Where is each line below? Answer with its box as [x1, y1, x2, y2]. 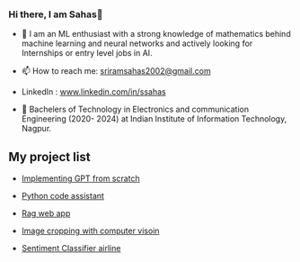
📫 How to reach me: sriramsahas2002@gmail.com [21, 66, 212, 77]
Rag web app [21, 208, 71, 219]
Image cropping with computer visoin [21, 225, 160, 237]
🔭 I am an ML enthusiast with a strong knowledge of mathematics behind [21, 29, 291, 40]
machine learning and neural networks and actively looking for [21, 38, 253, 49]
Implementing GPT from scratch [21, 173, 140, 184]
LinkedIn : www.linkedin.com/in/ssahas [21, 86, 167, 97]
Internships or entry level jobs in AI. [21, 48, 154, 59]
